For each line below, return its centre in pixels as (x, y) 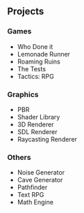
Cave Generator (40, 180)
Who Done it (35, 46)
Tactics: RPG (35, 76)
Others (19, 157)
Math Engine (35, 203)
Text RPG (31, 195)
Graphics (23, 94)
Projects (26, 12)
